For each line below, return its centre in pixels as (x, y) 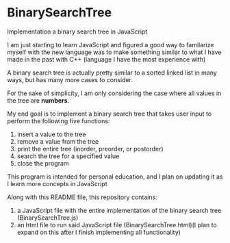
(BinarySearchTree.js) (48, 218)
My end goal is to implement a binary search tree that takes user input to (110, 114)
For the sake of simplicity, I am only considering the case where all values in (114, 93)
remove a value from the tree (58, 141)
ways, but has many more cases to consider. (70, 79)
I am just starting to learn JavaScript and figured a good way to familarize (111, 44)
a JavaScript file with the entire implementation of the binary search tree (119, 210)
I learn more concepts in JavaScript (57, 183)
